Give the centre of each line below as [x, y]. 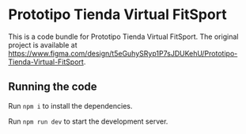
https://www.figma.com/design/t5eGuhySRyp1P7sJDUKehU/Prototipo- [123, 53]
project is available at [43, 44]
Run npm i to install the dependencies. [70, 105]
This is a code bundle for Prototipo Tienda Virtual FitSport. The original [123, 36]
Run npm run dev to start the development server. [88, 121]
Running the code [53, 87]
